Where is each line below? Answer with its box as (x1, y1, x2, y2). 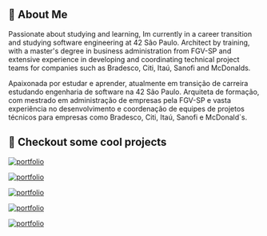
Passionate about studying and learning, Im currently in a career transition (8, 29, 253, 38)
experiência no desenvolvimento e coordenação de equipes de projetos (8, 104, 245, 113)
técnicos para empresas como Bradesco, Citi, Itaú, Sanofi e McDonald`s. (8, 112, 248, 122)
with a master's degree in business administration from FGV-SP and (8, 45, 232, 56)
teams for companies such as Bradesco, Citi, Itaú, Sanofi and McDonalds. (8, 63, 251, 73)
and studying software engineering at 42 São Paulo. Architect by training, (8, 37, 250, 47)
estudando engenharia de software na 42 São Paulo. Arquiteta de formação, (8, 87, 260, 96)
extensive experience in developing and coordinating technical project (8, 54, 240, 64)
